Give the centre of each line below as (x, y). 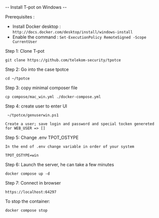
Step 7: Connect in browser (33, 183)
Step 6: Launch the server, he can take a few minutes (60, 164)
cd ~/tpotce (17, 79)
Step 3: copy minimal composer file (41, 88)
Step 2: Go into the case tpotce (37, 69)
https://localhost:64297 (31, 192)
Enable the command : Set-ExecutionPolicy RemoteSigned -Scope (79, 37)
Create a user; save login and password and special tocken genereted (80, 124)
